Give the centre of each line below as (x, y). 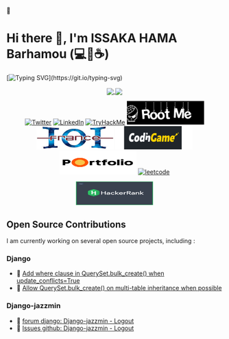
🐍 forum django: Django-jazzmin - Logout (75, 321)
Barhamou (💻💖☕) (58, 54)
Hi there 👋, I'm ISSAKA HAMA (92, 38)
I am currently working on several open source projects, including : (101, 240)
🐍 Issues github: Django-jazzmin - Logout (75, 328)
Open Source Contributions (66, 224)
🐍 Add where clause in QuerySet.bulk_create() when (91, 273)
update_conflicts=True (48, 281)
